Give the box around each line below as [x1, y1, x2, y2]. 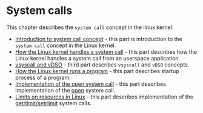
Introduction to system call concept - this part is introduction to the [15, 35, 183, 42]
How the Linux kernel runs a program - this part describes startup [15, 67, 180, 74]
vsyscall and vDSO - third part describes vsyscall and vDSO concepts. [15, 61, 190, 68]
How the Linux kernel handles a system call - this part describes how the [15, 48, 198, 55]
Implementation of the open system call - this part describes [15, 80, 167, 88]
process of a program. [15, 74, 72, 81]
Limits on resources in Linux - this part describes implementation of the [15, 93, 194, 100]
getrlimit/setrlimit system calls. [15, 99, 92, 106]
